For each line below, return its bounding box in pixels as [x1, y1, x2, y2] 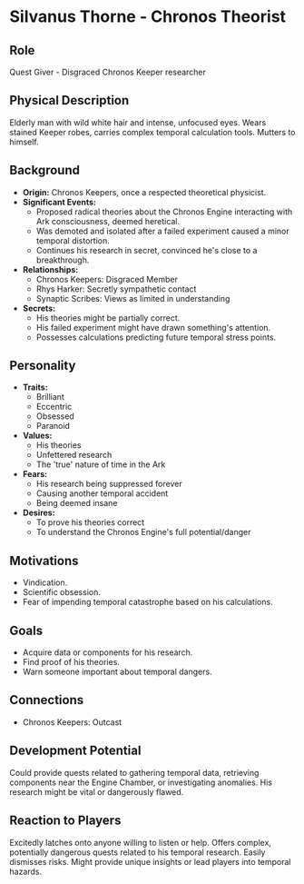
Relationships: [22, 263, 79, 274]
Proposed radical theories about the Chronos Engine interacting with [35, 206, 293, 217]
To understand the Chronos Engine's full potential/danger [35, 527, 251, 538]
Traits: [22, 382, 48, 392]
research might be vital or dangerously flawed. [9, 786, 184, 797]
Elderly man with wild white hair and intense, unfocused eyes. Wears [9, 116, 267, 128]
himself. [9, 136, 39, 147]
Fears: [22, 469, 48, 480]
